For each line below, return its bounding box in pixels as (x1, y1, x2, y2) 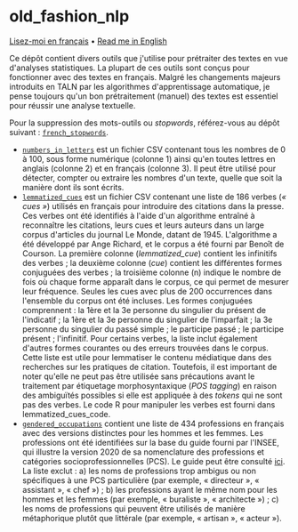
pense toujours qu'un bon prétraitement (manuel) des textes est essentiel (9, 91, 278, 101)
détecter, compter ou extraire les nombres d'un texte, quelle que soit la (21, 172, 283, 183)
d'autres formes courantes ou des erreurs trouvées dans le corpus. (21, 343, 269, 353)
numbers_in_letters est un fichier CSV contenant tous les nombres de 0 (21, 144, 286, 155)
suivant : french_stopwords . (9, 126, 109, 137)
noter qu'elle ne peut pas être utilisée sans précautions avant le (21, 371, 255, 382)
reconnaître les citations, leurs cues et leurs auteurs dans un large (21, 220, 265, 230)
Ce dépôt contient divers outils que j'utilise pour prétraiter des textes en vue (9, 52, 288, 63)
